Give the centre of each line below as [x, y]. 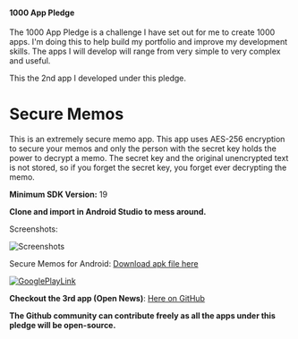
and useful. [30, 61]
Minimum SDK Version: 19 [59, 195]
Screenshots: [34, 229]
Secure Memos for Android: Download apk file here [104, 264]
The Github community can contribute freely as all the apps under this [142, 316]
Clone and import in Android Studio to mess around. [108, 212]
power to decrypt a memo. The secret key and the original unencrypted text [149, 158]
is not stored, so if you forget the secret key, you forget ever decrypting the [148, 168]
